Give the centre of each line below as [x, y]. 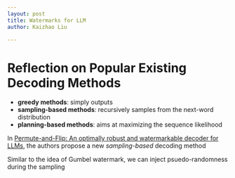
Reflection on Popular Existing [97, 68]
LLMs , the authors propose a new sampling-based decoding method [107, 146]
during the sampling [36, 167]
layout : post [26, 14]
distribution [34, 117]
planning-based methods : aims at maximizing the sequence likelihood [120, 125]
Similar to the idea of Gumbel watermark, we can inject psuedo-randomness [117, 160]
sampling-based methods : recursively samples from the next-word [115, 110]
